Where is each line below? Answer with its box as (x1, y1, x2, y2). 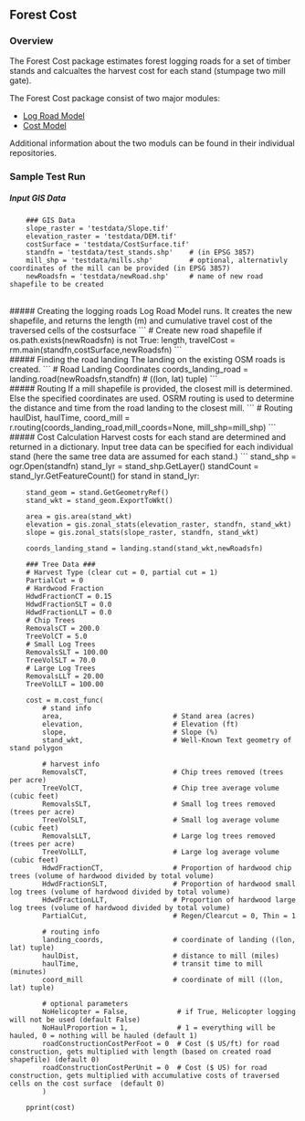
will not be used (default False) (9, 1015, 142, 1024)
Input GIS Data (9, 193, 67, 204)
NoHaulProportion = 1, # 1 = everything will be (42, 1022, 276, 1032)
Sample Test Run (9, 170, 87, 183)
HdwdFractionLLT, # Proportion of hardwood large (42, 895, 297, 905)
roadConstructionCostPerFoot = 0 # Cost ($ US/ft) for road (42, 1039, 280, 1048)
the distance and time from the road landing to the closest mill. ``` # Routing (9, 402, 294, 414)
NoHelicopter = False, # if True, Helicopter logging (42, 1007, 297, 1016)
